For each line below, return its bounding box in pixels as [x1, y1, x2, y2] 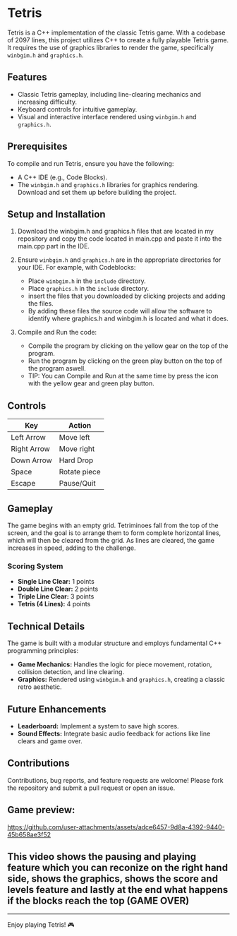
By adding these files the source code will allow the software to [28, 307, 213, 316]
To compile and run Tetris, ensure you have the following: [7, 159, 174, 167]
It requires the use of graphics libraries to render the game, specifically [7, 43, 214, 52]
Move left [59, 433, 90, 443]
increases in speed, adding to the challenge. [7, 544, 136, 552]
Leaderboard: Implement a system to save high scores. [17, 721, 179, 730]
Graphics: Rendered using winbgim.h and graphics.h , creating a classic [17, 676, 226, 684]
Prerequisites [7, 140, 68, 152]
